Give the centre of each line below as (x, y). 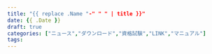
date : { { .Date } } (34, 20)
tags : (15, 40)
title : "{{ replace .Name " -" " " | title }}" (76, 14)
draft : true (24, 27)
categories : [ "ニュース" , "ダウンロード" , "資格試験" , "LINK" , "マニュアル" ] (107, 33)
